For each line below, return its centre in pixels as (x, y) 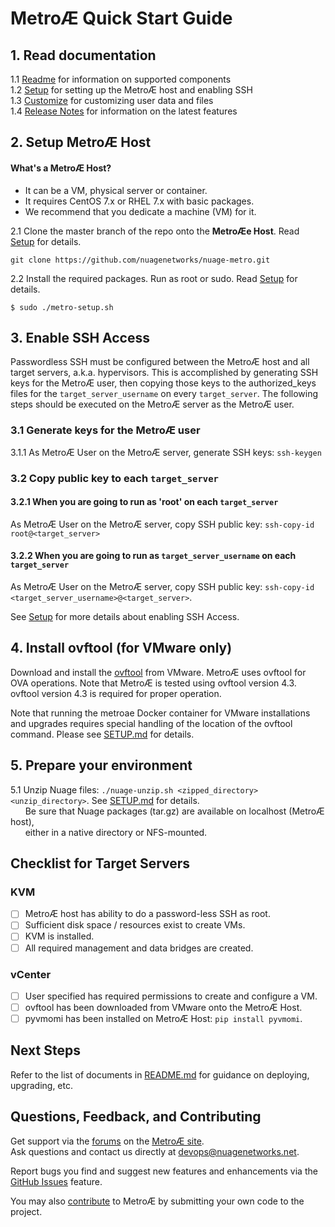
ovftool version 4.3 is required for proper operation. (116, 693)
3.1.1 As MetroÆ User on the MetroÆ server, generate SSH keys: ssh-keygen (166, 452)
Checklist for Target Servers (100, 863)
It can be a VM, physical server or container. (116, 190)
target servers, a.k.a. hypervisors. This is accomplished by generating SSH (164, 373)
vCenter (31, 974)
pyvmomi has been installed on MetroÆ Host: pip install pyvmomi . (163, 1019)
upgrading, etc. (41, 1085)
